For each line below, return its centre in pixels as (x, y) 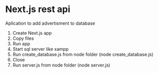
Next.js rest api (38, 9)
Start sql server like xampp (41, 49)
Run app (21, 43)
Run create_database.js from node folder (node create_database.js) (83, 54)
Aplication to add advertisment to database (50, 23)
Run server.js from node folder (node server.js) (61, 65)
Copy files (23, 38)
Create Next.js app (32, 33)
